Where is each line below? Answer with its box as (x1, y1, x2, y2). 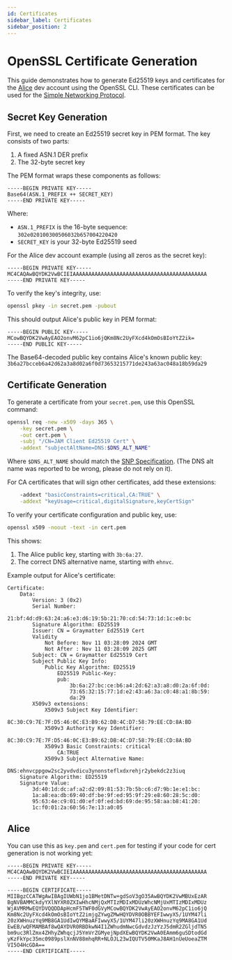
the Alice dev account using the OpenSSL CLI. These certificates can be (7, 84, 215, 92)
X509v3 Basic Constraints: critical (44, 743, 151, 750)
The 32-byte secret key (17, 158, 86, 167)
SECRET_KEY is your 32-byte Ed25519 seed (17, 238, 137, 246)
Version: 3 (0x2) (32, 596, 82, 603)
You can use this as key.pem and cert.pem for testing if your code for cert (7, 841, 216, 850)
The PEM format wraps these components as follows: (7, 171, 161, 180)
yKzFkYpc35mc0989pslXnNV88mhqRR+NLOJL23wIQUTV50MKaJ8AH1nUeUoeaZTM (7, 935, 208, 943)
